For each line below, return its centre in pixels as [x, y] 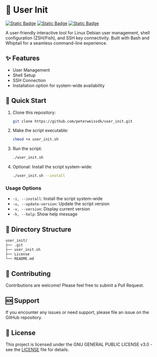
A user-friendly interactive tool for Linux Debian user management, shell [78, 32]
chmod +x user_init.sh [35, 139]
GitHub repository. [24, 318]
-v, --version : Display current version [51, 209]
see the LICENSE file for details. [37, 349]
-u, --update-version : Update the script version [61, 204]
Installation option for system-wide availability [59, 85]
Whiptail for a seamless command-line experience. [56, 43]
